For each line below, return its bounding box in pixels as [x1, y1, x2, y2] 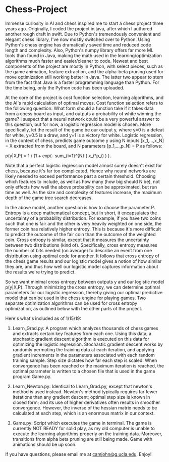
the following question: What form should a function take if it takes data [5, 105, 154, 111]
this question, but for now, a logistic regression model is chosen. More [5, 121, 151, 127]
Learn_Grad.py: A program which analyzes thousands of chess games [12, 325, 158, 331]
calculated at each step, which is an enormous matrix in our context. [12, 410, 155, 416]
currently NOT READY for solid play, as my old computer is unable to [12, 425, 155, 431]
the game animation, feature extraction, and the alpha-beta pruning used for [5, 68, 164, 74]
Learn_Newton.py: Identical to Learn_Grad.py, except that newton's [12, 383, 152, 389]
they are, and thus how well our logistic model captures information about [5, 263, 158, 269]
